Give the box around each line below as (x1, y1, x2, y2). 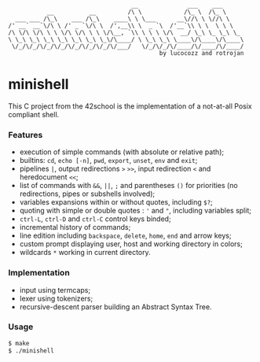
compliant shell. (8, 109, 60, 119)
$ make (8, 339, 30, 347)
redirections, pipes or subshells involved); (19, 189, 156, 198)
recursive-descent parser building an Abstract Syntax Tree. (19, 301, 212, 312)
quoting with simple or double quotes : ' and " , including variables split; (19, 206, 251, 216)
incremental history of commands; (19, 223, 131, 232)
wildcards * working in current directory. (19, 248, 151, 257)
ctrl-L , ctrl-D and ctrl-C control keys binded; (19, 214, 171, 223)
